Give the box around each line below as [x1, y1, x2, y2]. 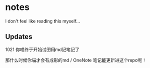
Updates [5, 32, 33, 41]
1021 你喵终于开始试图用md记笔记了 [5, 46, 80, 52]
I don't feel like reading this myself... [5, 18, 81, 24]
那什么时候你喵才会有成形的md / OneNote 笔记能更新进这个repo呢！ [5, 57, 147, 63]
